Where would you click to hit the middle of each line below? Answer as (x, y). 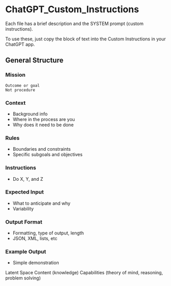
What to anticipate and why (41, 203)
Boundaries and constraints (42, 149)
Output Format (24, 222)
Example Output (26, 252)
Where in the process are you (44, 119)
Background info (30, 114)
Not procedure (20, 90)
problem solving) (23, 278)
